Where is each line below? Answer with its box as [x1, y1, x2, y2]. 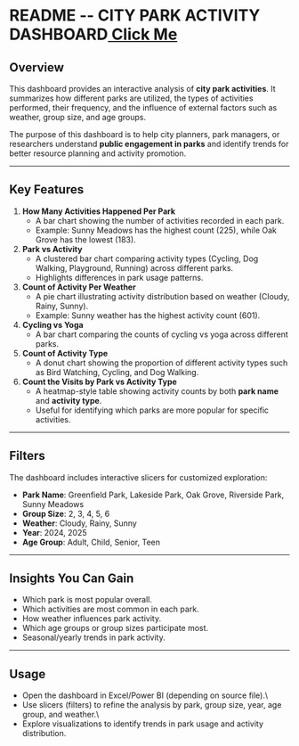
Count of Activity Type [21, 348, 109, 358]
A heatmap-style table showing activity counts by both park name [35, 385, 279, 397]
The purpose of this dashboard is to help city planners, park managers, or [9, 129, 280, 139]
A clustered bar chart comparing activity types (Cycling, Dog [35, 253, 259, 264]
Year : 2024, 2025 [21, 527, 87, 537]
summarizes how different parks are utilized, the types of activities [9, 93, 254, 103]
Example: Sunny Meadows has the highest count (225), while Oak [35, 225, 278, 235]
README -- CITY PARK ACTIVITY [9, 5, 261, 26]
